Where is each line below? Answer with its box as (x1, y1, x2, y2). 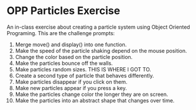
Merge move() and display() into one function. (15, 41, 127, 48)
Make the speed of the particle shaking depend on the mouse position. (15, 47, 187, 54)
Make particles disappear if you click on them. (15, 78, 128, 85)
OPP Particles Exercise (6, 4, 120, 18)
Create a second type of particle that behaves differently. (15, 72, 155, 79)
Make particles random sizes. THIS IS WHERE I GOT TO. (15, 66, 152, 73)
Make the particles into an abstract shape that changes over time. (15, 97, 175, 104)
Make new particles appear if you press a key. (15, 84, 127, 91)
